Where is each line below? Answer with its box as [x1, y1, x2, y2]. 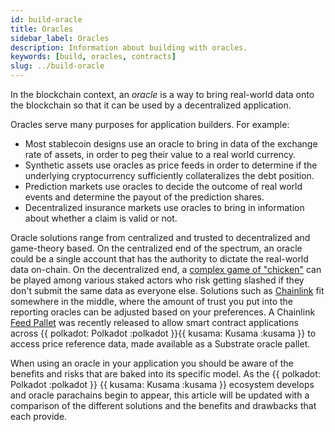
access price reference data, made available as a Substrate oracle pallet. [10, 338, 311, 350]
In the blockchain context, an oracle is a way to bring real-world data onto [10, 89, 315, 100]
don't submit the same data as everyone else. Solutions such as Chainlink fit [10, 285, 325, 296]
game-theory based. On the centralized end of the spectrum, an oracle [10, 242, 303, 254]
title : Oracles [10, 24, 74, 34]
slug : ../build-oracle [10, 61, 105, 71]
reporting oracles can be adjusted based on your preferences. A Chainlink [10, 306, 316, 318]
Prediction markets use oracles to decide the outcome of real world [24, 181, 303, 192]
